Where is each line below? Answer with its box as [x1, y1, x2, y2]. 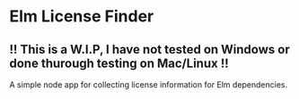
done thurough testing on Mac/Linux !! [9, 55, 229, 70]
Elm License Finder [9, 6, 154, 27]
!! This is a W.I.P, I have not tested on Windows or [9, 42, 290, 57]
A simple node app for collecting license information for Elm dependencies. [9, 79, 288, 90]
